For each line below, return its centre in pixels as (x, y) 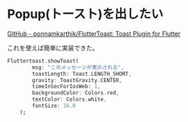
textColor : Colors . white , (70, 100)
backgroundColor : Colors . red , (76, 93)
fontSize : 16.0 (54, 106)
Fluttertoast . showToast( (43, 61)
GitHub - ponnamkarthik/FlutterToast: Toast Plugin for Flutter (94, 33)
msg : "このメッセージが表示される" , (78, 67)
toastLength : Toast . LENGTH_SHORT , (82, 74)
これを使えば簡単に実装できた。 (53, 48)
